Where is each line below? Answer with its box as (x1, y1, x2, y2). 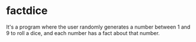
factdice (6, 4, 48, 17)
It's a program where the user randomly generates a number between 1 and (6, 23, 191, 30)
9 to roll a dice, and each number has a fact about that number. (6, 29, 160, 36)
